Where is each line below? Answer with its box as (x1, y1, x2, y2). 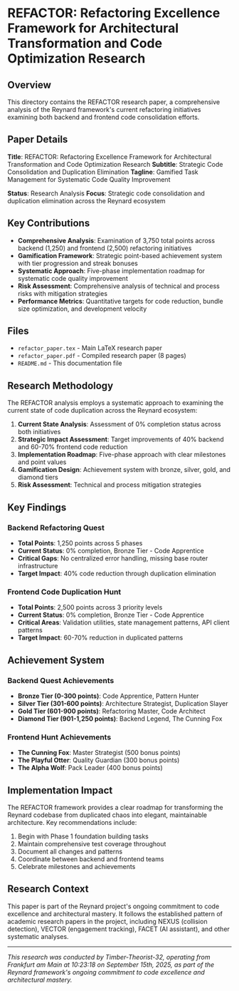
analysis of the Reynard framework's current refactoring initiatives (7, 106, 201, 113)
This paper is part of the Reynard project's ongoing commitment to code (7, 902, 220, 910)
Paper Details (7, 133, 68, 145)
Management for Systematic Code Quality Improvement (7, 175, 171, 183)
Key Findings (7, 501, 67, 513)
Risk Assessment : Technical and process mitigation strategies (17, 481, 201, 489)
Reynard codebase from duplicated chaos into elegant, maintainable (7, 811, 208, 819)
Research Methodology (7, 379, 114, 391)
